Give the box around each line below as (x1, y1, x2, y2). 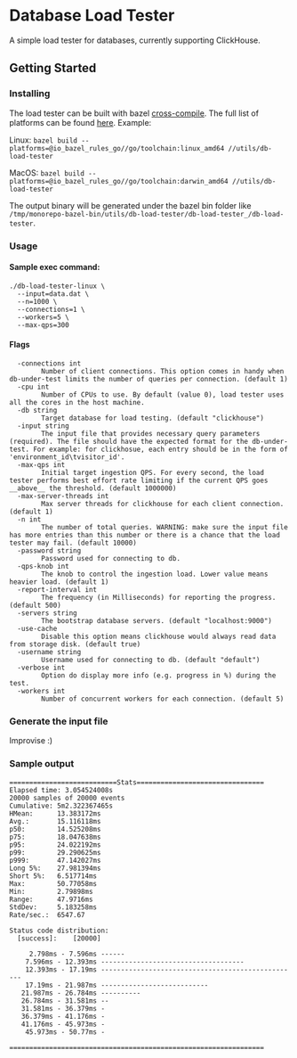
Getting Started (9, 61, 97, 76)
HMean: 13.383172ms (9, 808, 101, 818)
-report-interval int (17, 585, 98, 594)
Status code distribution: (9, 926, 109, 935)
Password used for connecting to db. (41, 554, 181, 562)
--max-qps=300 (17, 320, 69, 330)
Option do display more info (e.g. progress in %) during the (41, 670, 277, 680)
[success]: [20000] (17, 933, 101, 943)
